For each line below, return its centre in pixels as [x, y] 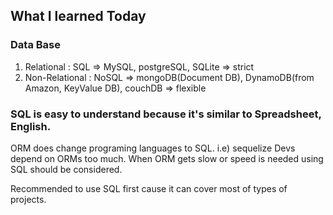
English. [31, 126]
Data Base [35, 45]
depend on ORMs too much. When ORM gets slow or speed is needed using [167, 158]
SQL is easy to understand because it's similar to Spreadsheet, [166, 114]
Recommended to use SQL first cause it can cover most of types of [149, 188]
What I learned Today [78, 16]
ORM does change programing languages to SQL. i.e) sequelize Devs [153, 148]
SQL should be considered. [66, 169]
